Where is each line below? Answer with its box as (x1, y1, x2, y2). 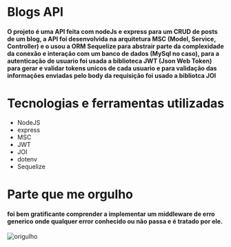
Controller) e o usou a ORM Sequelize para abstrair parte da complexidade (7, 42, 224, 50)
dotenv (17, 155, 38, 163)
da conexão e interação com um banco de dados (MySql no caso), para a (7, 49, 219, 57)
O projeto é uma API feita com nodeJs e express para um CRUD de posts (7, 27, 219, 35)
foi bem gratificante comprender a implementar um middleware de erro (7, 210, 215, 218)
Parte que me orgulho (7, 186, 133, 202)
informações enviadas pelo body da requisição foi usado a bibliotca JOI (7, 71, 217, 79)
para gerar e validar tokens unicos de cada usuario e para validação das (7, 63, 217, 72)
